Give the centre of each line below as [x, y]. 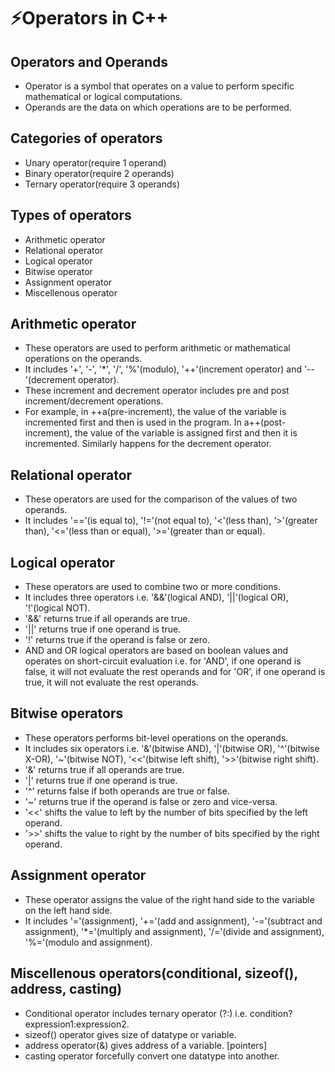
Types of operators [71, 215]
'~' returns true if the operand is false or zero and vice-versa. [151, 801]
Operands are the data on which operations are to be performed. [158, 107]
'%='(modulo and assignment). [88, 942]
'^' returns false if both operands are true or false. [127, 791]
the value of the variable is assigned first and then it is [186, 433]
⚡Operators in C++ [89, 18]
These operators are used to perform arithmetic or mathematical [157, 348]
